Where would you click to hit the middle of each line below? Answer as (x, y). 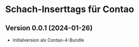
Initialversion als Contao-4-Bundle (48, 40)
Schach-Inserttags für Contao (70, 9)
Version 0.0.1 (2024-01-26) (49, 28)
